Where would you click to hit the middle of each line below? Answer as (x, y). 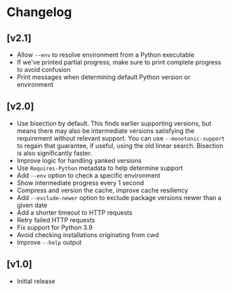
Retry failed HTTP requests (56, 220)
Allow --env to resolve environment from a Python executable (105, 55)
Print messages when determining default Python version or (103, 77)
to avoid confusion (43, 70)
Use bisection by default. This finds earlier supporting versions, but (114, 123)
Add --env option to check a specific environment (88, 175)
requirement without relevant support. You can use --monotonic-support (121, 138)
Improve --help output (49, 242)
